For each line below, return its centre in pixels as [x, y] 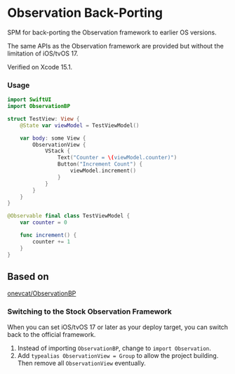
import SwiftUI [29, 100]
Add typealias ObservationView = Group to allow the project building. [118, 355]
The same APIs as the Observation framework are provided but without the [116, 46]
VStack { [58, 151]
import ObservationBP [39, 107]
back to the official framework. [52, 334]
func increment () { [48, 235]
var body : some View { [53, 138]
